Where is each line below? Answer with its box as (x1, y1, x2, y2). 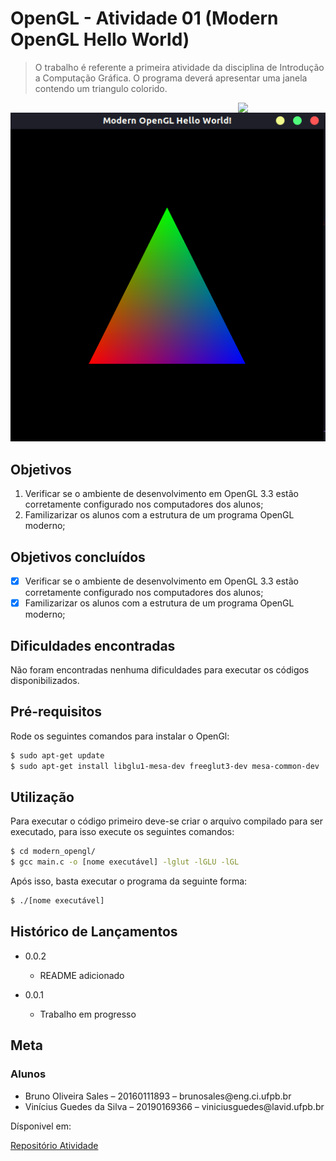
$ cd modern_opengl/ (10, 847, 97, 857)
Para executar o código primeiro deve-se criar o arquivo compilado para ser (10, 815, 324, 827)
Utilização (10, 788, 75, 806)
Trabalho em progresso (39, 1008, 137, 1020)
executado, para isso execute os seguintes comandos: (10, 826, 235, 838)
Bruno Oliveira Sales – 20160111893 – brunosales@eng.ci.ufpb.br (24, 1090, 292, 1102)
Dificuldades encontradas (10, 637, 176, 654)
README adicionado (39, 969, 125, 981)
